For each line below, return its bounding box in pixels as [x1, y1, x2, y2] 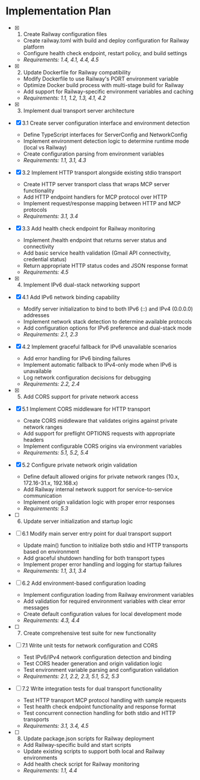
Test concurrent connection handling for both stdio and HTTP [23, 709, 176, 716]
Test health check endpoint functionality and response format [23, 703, 177, 710]
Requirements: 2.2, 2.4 [23, 380, 80, 387]
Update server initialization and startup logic [23, 518, 133, 525]
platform [23, 43, 44, 50]
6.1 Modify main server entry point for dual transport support [22, 530, 172, 537]
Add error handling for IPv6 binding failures [23, 354, 131, 361]
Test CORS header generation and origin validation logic [23, 659, 163, 667]
